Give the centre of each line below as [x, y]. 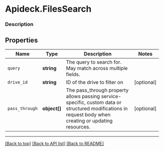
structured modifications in [97, 108]
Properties [21, 40]
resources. [78, 127]
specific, [76, 102]
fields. [73, 74]
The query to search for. [94, 62]
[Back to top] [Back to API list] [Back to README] [54, 143]
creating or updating [89, 121]
